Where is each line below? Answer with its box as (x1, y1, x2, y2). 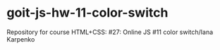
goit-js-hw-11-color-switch (6, 5, 169, 21)
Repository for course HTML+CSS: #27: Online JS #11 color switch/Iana (6, 28, 214, 36)
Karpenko (6, 35, 35, 43)
